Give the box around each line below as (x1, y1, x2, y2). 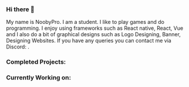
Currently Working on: (6, 74, 72, 82)
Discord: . (6, 43, 29, 50)
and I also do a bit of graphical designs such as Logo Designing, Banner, (6, 31, 181, 38)
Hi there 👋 (6, 5, 35, 13)
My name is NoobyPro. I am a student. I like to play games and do (6, 19, 164, 26)
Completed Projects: (6, 58, 66, 66)
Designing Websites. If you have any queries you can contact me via (6, 37, 171, 44)
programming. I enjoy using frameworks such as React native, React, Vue (6, 25, 184, 32)
